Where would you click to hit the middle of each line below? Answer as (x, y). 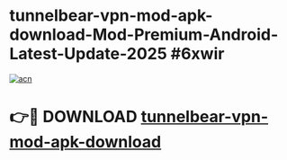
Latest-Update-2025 (89, 54)
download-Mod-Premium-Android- (144, 35)
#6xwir (197, 54)
